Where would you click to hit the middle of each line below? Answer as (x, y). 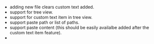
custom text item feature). (36, 33)
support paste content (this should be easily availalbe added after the (79, 28)
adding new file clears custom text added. (52, 7)
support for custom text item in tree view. (51, 17)
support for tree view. (31, 12)
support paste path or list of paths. (44, 22)
